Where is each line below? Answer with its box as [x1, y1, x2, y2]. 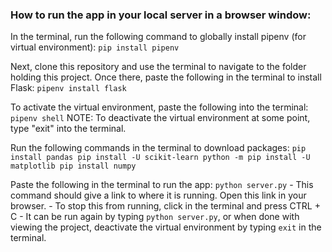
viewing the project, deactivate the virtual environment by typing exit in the [10, 221, 322, 233]
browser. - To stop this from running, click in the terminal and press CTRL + [10, 200, 321, 212]
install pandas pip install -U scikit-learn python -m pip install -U [10, 153, 311, 163]
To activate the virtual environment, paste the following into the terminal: [10, 101, 309, 113]
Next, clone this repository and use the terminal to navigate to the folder [10, 61, 307, 73]
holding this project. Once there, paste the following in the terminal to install [10, 71, 322, 83]
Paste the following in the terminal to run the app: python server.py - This [10, 179, 314, 191]
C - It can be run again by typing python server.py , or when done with [10, 211, 300, 223]
